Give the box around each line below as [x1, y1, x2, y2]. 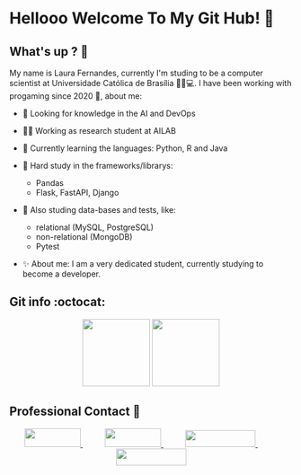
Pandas [35, 178, 65, 188]
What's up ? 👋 [9, 44, 89, 59]
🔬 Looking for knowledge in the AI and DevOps [22, 108, 196, 119]
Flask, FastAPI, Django [35, 188, 120, 198]
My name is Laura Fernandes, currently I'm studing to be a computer [9, 67, 263, 78]
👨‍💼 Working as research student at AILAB [22, 126, 177, 136]
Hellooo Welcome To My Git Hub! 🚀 [9, 8, 275, 29]
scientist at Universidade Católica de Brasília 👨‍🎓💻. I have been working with [9, 78, 292, 88]
